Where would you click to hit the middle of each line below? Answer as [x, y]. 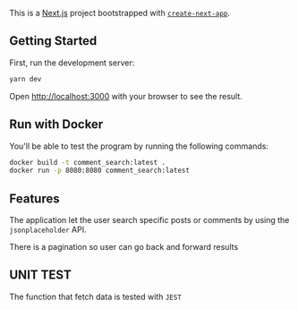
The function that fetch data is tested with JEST [95, 296]
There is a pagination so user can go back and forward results [124, 247]
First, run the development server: [72, 63]
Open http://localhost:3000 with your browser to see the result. [126, 96]
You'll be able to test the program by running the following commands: [139, 146]
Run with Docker [56, 124]
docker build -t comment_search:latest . [88, 162]
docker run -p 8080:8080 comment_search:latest [100, 171]
